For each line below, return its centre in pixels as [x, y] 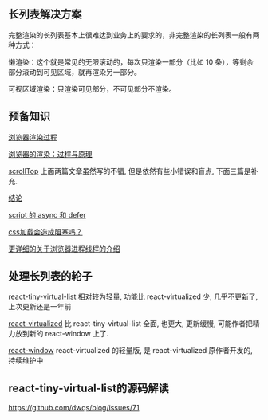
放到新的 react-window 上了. [62, 334]
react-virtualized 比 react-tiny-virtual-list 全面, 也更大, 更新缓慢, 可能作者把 [130, 324]
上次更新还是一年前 [40, 307]
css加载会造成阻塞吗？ [45, 232]
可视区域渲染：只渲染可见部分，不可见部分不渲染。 [92, 88]
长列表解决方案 [45, 14]
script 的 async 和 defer [47, 214]
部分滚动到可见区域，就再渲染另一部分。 [75, 72]
